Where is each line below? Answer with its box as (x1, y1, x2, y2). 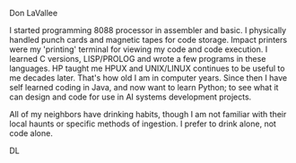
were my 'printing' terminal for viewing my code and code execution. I (9, 44, 268, 55)
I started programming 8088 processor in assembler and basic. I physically (9, 25, 287, 35)
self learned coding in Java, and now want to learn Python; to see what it (9, 82, 279, 92)
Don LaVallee (9, 8, 58, 18)
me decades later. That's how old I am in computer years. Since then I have (9, 73, 288, 83)
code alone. (9, 128, 54, 138)
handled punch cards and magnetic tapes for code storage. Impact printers (9, 35, 288, 45)
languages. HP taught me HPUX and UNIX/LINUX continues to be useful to (9, 63, 285, 73)
